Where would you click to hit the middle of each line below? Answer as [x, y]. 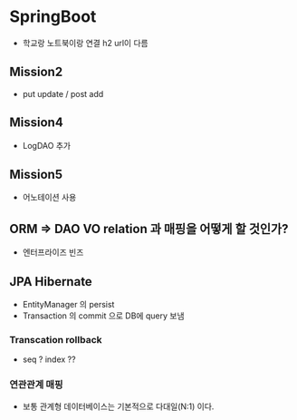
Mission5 [36, 174]
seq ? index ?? [49, 359]
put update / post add [63, 93]
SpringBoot [53, 17]
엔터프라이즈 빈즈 [53, 252]
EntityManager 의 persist [68, 304]
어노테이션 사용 [49, 198]
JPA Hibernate [51, 282]
